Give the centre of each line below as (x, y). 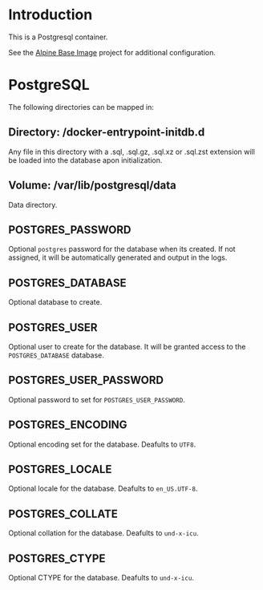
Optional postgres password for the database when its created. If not (122, 249)
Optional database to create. (55, 302)
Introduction (51, 15)
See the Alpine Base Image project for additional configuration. (112, 52)
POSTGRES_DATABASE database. (56, 355)
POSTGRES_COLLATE (63, 513)
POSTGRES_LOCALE (60, 469)
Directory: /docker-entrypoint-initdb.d (107, 133)
